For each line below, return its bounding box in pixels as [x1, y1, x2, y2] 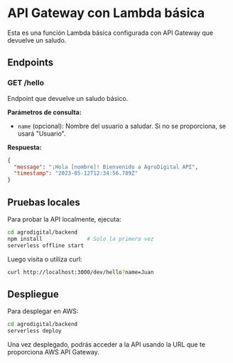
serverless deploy [7, 327, 62, 335]
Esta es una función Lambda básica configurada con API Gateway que [7, 28, 214, 37]
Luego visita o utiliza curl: [7, 254, 82, 264]
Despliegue [7, 288, 59, 300]
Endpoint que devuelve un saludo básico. [7, 94, 129, 102]
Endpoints [7, 57, 54, 69]
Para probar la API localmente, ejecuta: [7, 215, 122, 223]
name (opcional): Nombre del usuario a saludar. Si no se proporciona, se [17, 121, 226, 130]
